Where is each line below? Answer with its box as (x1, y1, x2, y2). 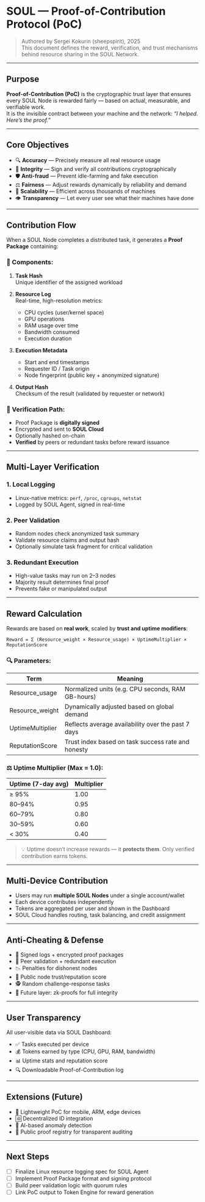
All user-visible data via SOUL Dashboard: (6, 1029, 112, 1036)
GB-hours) (64, 693, 96, 701)
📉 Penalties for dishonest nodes (15, 965, 98, 972)
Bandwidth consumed (24, 328, 80, 335)
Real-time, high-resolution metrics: (15, 297, 103, 304)
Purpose (6, 74, 40, 84)
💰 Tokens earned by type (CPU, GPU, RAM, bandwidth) (15, 1048, 156, 1055)
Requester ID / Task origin (24, 365, 90, 372)
